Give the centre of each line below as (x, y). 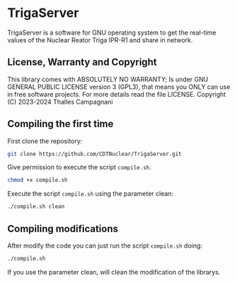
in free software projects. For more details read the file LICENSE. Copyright (117, 94)
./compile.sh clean (36, 207)
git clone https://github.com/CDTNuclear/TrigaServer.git (94, 154)
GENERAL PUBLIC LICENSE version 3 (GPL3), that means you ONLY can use (119, 87)
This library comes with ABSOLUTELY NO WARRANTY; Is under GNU (108, 79)
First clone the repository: (45, 141)
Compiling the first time (60, 124)
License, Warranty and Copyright (82, 62)
